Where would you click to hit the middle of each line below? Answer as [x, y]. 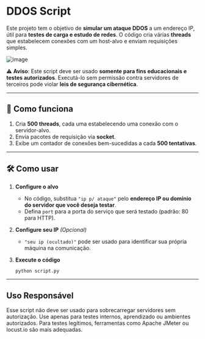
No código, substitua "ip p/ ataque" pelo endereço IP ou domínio [108, 198]
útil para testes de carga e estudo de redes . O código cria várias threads [99, 34]
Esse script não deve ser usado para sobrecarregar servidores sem [91, 310]
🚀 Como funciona [40, 109]
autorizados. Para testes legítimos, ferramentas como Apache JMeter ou [98, 323]
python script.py [37, 271]
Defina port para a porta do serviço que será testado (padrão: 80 [106, 211]
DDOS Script [39, 11]
